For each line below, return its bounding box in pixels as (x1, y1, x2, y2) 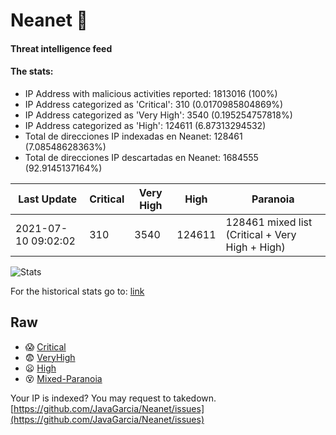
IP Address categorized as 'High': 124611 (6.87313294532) (24, 119, 267, 131)
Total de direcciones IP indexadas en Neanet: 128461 (24, 130, 243, 142)
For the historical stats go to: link (10, 285, 145, 297)
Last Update (18, 192, 78, 206)
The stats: (10, 65, 54, 78)
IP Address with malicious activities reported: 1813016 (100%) (24, 87, 278, 99)
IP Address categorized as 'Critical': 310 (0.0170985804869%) (24, 98, 284, 110)
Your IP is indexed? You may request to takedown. (10, 392, 217, 404)
